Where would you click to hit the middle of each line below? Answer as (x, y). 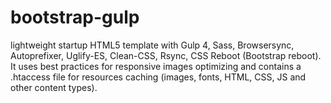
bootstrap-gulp (75, 17)
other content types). (54, 87)
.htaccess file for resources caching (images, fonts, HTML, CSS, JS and (158, 77)
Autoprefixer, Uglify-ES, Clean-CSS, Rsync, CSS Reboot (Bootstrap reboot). (166, 55)
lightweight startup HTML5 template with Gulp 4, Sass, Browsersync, (152, 45)
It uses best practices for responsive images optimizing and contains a (156, 66)
